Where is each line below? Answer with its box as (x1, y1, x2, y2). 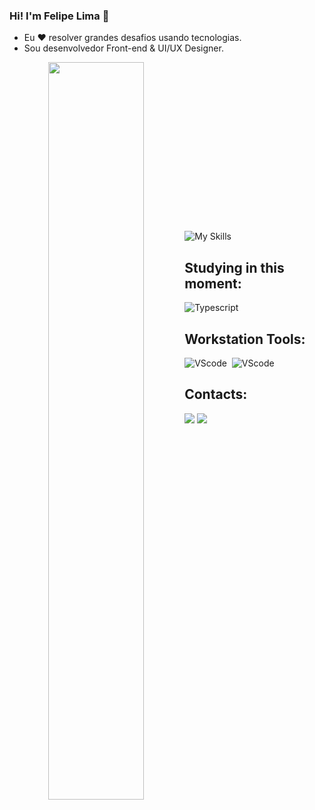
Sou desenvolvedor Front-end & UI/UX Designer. (23, 42, 224, 54)
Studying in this (184, 259, 285, 276)
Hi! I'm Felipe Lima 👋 (9, 9, 110, 23)
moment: (184, 275, 242, 292)
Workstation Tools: (184, 330, 306, 348)
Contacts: (184, 386, 248, 403)
